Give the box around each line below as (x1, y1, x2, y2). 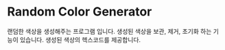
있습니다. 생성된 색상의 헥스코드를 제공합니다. (19, 35, 141, 44)
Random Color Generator (7, 4, 152, 20)
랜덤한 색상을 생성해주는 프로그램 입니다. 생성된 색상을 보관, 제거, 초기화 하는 (7, 27, 212, 35)
